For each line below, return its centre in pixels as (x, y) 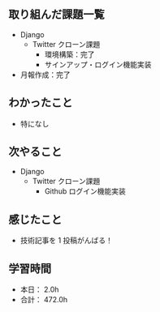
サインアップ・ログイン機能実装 (98, 64)
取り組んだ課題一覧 (56, 15)
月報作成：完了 (45, 75)
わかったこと (41, 103)
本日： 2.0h (39, 289)
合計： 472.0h (44, 300)
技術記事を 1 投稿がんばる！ (67, 241)
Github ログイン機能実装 (85, 191)
